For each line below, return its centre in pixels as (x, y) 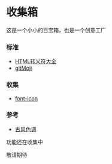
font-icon (26, 98)
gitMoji (23, 68)
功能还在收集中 (25, 142)
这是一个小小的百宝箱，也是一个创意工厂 (56, 30)
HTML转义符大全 (36, 61)
